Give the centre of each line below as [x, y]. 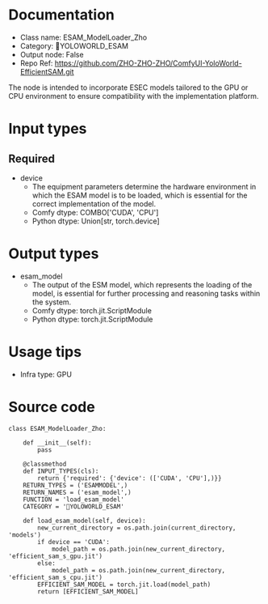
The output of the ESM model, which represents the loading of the [142, 284]
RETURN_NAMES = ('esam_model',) [77, 492]
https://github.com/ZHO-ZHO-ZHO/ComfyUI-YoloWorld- [148, 63]
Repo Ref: [36, 63]
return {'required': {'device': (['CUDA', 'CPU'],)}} [130, 478]
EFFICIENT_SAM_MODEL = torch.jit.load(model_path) [124, 585]
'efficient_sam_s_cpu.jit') [56, 577]
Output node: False [52, 54]
